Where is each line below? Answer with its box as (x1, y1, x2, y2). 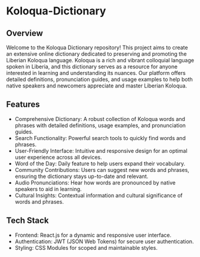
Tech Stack (6, 216, 49, 226)
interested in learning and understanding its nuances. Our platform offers (6, 69, 186, 76)
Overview (6, 28, 44, 38)
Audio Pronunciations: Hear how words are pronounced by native (14, 179, 176, 186)
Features (6, 99, 40, 110)
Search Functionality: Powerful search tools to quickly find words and (14, 134, 186, 141)
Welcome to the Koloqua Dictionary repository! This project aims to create (6, 44, 188, 51)
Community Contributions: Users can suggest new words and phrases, (14, 166, 190, 173)
